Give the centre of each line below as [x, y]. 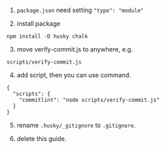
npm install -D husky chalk [47, 36]
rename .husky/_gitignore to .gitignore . [76, 125]
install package [38, 23]
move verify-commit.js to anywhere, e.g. [75, 49]
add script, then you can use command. [74, 75]
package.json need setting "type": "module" [80, 10]
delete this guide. [41, 138]
